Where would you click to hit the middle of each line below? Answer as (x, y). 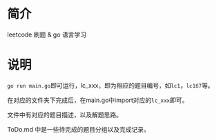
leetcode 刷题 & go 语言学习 (47, 34)
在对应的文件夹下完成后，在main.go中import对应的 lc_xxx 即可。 (98, 100)
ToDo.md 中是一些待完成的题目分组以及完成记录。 (78, 129)
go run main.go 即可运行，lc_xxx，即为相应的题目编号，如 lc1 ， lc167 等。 (111, 85)
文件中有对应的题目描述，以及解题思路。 (65, 114)
